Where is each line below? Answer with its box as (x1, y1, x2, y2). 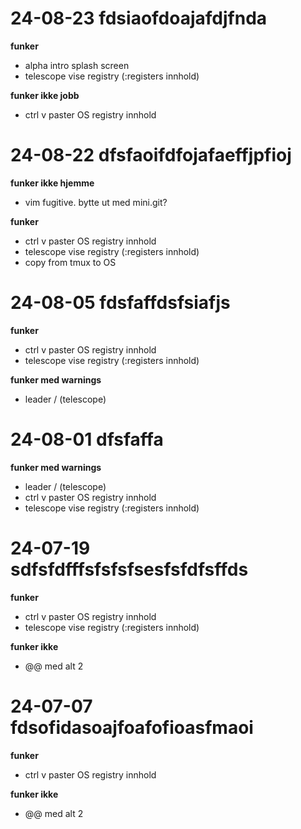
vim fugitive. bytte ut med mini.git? (24, 196, 168, 208)
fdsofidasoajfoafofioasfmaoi (10, 716, 254, 739)
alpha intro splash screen (24, 59, 130, 71)
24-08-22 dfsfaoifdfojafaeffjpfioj (10, 144, 292, 167)
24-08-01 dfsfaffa (10, 428, 164, 451)
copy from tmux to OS (24, 256, 117, 268)
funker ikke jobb (10, 89, 80, 101)
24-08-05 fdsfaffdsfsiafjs (10, 292, 231, 314)
